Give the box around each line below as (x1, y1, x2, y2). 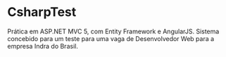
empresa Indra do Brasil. (7, 42, 79, 50)
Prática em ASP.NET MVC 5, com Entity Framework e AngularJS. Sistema (7, 27, 220, 35)
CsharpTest (7, 4, 77, 20)
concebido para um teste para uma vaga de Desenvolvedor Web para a (7, 34, 215, 42)
